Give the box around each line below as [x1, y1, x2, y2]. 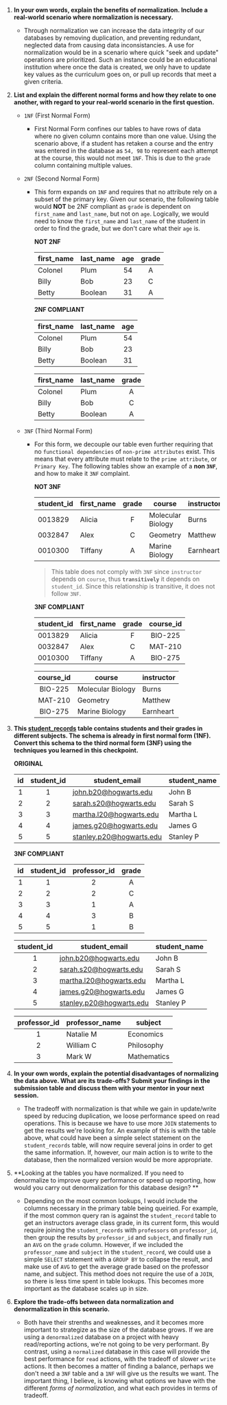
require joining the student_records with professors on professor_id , [23, 1226, 218, 1234]
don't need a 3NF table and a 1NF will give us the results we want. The [23, 1369, 219, 1378]
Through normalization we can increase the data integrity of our [23, 27, 205, 34]
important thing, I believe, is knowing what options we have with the [23, 1377, 216, 1384]
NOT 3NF [34, 483, 61, 490]
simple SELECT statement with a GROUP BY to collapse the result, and [23, 1255, 213, 1263]
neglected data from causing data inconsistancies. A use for [23, 41, 194, 49]
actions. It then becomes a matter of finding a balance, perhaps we [23, 1362, 214, 1370]
